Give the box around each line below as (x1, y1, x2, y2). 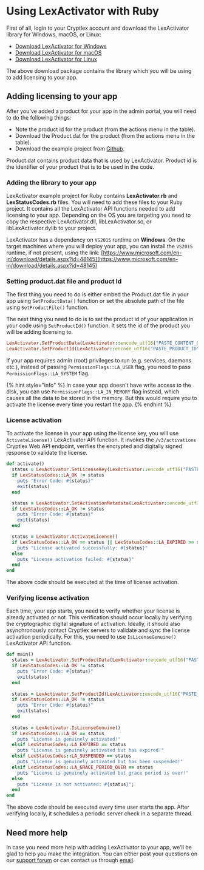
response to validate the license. (6, 449, 88, 457)
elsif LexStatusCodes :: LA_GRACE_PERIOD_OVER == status (12, 764, 154, 770)
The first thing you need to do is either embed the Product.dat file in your (6, 291, 189, 298)
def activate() (6, 461, 45, 467)
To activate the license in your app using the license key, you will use (6, 430, 179, 437)
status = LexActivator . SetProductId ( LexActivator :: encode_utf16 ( (12, 691, 181, 697)
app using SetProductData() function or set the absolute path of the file (6, 297, 185, 305)
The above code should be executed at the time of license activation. (6, 579, 179, 586)
